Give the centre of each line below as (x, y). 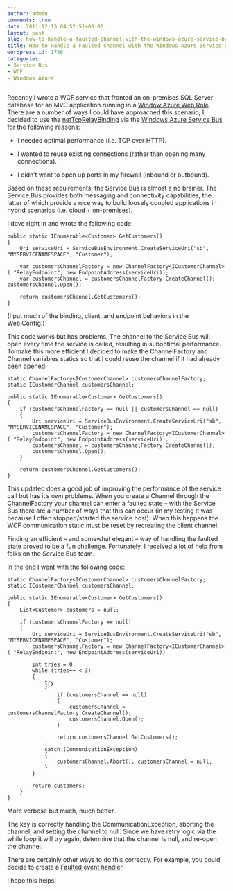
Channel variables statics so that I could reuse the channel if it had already (114, 359)
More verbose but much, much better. (61, 811)
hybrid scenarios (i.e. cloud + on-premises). (70, 210)
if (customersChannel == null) (102, 695)
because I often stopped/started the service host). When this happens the (113, 518)
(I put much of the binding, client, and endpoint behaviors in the (98, 316)
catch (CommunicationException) (91, 750)
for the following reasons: (44, 127)
